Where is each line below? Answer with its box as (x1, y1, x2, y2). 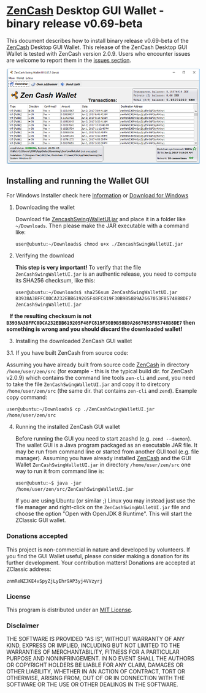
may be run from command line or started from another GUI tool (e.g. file (15, 448, 199, 455)
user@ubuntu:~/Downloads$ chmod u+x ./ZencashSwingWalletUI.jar (15, 241, 183, 248)
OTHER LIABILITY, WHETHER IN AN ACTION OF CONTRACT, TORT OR (6, 668, 185, 675)
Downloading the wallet (15, 203, 75, 211)
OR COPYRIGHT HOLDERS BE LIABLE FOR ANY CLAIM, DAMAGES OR (6, 661, 184, 668)
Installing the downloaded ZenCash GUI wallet (15, 338, 132, 345)
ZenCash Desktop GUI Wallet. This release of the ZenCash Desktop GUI (6, 44, 188, 51)
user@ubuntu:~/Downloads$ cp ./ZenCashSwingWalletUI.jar (6, 406, 155, 412)
